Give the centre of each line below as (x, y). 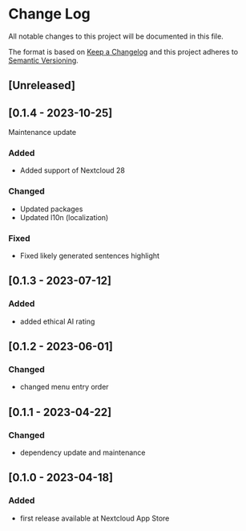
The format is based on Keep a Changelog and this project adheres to (123, 51)
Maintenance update (42, 133)
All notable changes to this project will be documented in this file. (116, 36)
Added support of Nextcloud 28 (73, 170)
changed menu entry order (65, 387)
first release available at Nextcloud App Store (95, 518)
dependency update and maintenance (83, 453)
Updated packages (51, 209)
